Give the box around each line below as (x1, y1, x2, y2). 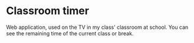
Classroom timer (6, 4, 90, 18)
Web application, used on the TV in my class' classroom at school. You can (6, 24, 189, 31)
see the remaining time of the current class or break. (6, 29, 134, 37)
